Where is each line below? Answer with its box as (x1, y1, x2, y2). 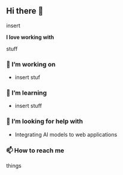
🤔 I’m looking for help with (6, 117, 84, 126)
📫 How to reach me (6, 146, 64, 155)
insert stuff (14, 102, 42, 110)
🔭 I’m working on (6, 60, 56, 68)
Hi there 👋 (6, 6, 44, 16)
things (6, 162, 22, 169)
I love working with (6, 34, 54, 41)
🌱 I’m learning (6, 89, 47, 97)
